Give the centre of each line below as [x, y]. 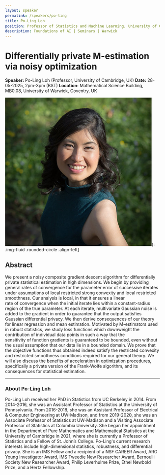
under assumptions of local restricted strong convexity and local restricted [81, 293]
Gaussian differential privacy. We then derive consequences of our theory [80, 319]
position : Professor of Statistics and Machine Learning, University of [81, 26]
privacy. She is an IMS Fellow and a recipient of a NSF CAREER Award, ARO [82, 452]
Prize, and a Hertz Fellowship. [35, 468]
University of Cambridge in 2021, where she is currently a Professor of [76, 436]
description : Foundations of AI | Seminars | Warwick [61, 31]
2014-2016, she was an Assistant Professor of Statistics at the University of [81, 405]
